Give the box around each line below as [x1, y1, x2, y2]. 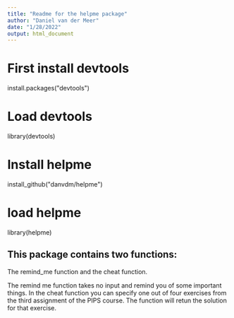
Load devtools [7, 109, 93, 124]
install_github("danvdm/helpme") [7, 180, 104, 189]
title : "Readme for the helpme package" [7, 10, 128, 18]
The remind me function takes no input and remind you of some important [7, 281, 222, 290]
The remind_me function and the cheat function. [7, 267, 148, 276]
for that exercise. [7, 303, 56, 312]
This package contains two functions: [7, 249, 178, 261]
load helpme [7, 205, 82, 221]
